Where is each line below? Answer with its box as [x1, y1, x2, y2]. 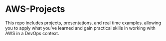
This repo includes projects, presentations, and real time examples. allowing [5, 20, 162, 26]
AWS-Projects [5, 3, 65, 15]
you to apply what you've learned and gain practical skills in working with [5, 25, 156, 31]
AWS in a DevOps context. [5, 30, 59, 36]
